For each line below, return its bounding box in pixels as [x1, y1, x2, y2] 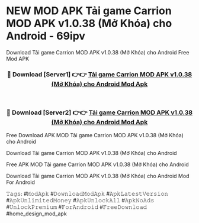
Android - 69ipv [6, 30, 86, 43]
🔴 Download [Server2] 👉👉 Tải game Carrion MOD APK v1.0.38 [6, 108, 193, 117]
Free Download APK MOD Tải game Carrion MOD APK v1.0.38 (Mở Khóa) [6, 131, 184, 138]
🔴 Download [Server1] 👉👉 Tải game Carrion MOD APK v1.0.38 [7, 70, 192, 78]
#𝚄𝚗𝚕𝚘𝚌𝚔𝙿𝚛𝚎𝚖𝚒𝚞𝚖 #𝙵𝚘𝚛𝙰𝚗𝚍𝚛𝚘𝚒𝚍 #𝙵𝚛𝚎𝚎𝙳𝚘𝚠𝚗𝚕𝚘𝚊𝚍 [6, 203, 147, 211]
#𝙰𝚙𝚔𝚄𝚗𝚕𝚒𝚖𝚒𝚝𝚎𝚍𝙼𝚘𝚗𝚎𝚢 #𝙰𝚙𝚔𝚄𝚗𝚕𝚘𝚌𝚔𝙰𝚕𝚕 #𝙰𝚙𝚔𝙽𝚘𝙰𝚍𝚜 [6, 196, 155, 203]
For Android [6, 179, 36, 186]
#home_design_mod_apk [6, 210, 67, 217]
